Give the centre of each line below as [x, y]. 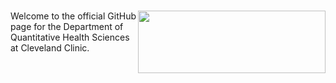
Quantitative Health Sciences [70, 37]
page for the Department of [67, 27]
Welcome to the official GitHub [73, 16]
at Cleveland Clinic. [50, 48]
